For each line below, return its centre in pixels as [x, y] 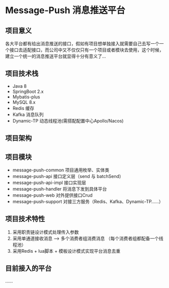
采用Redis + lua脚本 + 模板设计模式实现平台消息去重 [66, 251]
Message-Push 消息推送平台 [65, 10]
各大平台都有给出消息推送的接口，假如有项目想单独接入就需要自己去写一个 [82, 44]
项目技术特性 [25, 219]
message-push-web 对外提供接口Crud [53, 195]
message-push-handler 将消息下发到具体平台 [60, 189]
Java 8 [19, 86]
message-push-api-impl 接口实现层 [49, 183]
